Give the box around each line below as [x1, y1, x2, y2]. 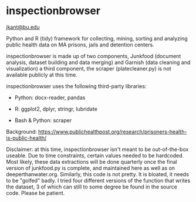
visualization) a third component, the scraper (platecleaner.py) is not [6, 65, 171, 72]
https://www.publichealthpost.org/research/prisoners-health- [38, 128, 187, 135]
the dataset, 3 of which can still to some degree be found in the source [6, 183, 177, 190]
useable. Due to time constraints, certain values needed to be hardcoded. [6, 151, 184, 159]
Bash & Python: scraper [14, 116, 72, 124]
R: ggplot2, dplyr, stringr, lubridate [14, 105, 98, 112]
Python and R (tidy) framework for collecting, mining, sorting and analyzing [6, 35, 188, 42]
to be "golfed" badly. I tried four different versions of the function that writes [6, 177, 191, 184]
